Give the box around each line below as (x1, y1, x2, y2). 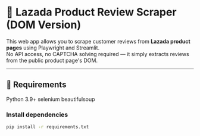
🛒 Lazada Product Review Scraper (6, 5, 177, 19)
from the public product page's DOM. (6, 57, 98, 64)
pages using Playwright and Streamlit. (6, 44, 100, 51)
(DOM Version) (6, 18, 82, 32)
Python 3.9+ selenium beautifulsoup (6, 95, 95, 103)
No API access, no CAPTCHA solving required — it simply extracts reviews (6, 50, 189, 57)
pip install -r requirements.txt (6, 124, 89, 130)
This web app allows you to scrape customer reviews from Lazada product (6, 38, 190, 45)
